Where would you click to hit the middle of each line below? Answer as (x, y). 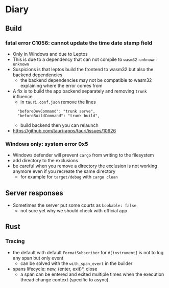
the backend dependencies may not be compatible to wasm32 (86, 80)
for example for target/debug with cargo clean (69, 177)
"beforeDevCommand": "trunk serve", (56, 111)
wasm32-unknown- (141, 60)
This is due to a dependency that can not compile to (67, 59)
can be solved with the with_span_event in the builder (76, 263)
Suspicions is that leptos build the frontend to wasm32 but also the (83, 69)
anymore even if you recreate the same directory (64, 171)
